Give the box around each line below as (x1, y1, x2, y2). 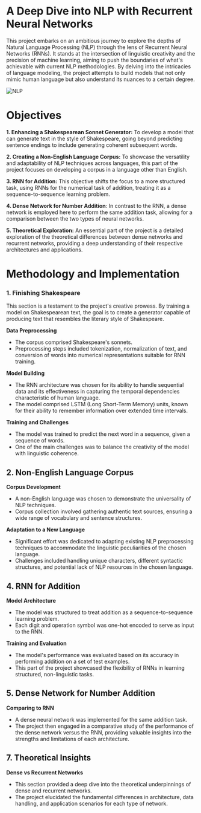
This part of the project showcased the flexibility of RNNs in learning (14, 664, 185, 672)
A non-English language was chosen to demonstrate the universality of (14, 495, 191, 502)
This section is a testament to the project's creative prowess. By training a (6, 302, 190, 309)
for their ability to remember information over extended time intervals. (14, 407, 188, 415)
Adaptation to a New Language (6, 526, 85, 533)
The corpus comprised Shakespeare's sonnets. (14, 338, 133, 346)
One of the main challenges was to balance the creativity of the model (14, 443, 190, 451)
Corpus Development (6, 484, 61, 491)
